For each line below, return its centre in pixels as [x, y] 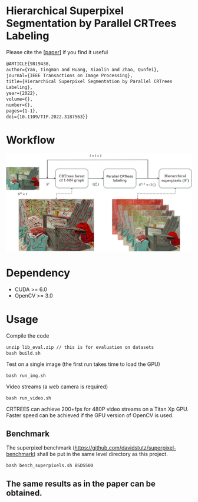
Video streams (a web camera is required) [57, 387]
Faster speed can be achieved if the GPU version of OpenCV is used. [90, 415]
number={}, [19, 105]
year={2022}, [22, 93]
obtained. [24, 493]
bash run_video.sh [29, 398]
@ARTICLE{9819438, [29, 64]
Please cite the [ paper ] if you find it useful [57, 52]
